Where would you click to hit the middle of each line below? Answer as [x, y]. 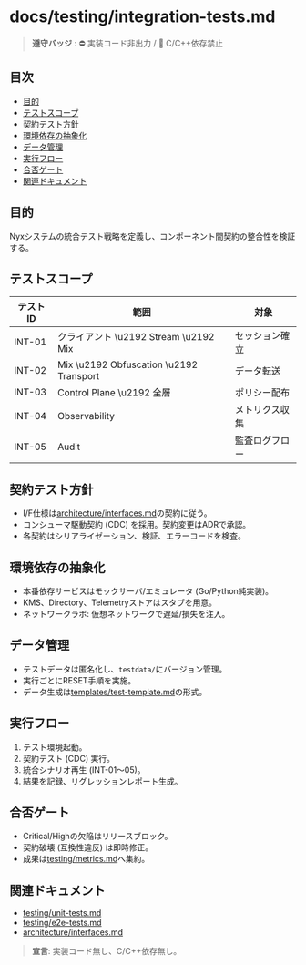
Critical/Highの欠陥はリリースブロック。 [97, 837]
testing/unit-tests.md [62, 913]
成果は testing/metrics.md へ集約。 [86, 859]
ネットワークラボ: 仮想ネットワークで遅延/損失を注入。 [126, 614]
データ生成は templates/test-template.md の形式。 [115, 692]
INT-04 [31, 416]
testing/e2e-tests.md [62, 923]
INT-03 [31, 392]
